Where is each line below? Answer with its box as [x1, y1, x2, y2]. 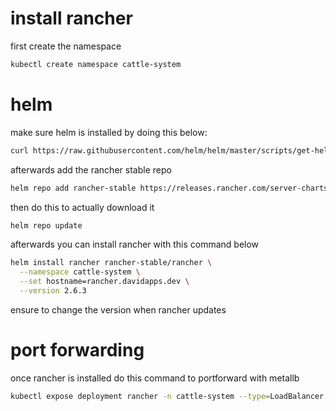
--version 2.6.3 [19, 286, 87, 296]
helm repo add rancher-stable [10, 183, 137, 193]
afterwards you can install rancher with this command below [10, 238, 260, 251]
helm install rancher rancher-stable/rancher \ [10, 258, 213, 268]
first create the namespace [10, 40, 122, 52]
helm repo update [10, 220, 83, 231]
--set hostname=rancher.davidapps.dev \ [19, 277, 190, 287]
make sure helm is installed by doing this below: [10, 126, 208, 138]
